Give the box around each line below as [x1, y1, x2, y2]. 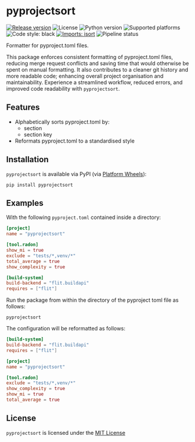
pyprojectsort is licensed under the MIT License [6, 429, 126, 436]
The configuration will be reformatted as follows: [6, 325, 126, 332]
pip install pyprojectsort [6, 182, 73, 188]
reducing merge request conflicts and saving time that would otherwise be [6, 60, 189, 67]
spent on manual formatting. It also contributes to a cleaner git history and [6, 66, 188, 73]
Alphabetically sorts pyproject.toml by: [14, 118, 110, 125]
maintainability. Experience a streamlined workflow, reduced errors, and [6, 79, 183, 86]
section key [23, 131, 52, 138]
